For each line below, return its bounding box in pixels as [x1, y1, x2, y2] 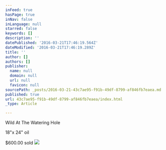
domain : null [10, 73, 37, 78]
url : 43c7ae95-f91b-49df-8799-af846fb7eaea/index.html [5, 96, 123, 102]
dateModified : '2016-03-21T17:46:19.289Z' [5, 45, 96, 50]
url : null [10, 78, 30, 83]
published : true [5, 92, 39, 97]
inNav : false [5, 17, 33, 22]
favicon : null [10, 82, 39, 87]
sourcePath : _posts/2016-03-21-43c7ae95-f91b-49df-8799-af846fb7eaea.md [5, 87, 161, 92]
